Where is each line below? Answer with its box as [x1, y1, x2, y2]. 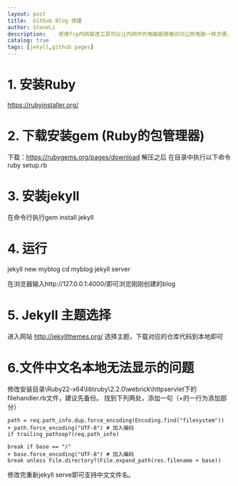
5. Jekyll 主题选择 [7, 307, 112, 323]
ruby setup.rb [7, 161, 48, 169]
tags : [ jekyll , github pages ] [7, 44, 94, 51]
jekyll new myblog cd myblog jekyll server [7, 265, 130, 273]
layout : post [7, 10, 46, 18]
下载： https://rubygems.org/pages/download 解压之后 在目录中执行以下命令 [7, 153, 231, 161]
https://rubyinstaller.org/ [7, 101, 79, 109]
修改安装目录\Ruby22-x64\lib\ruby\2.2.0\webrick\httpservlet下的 [7, 385, 197, 393]
